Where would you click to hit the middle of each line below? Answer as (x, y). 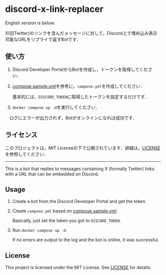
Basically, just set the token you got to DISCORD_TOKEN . (66, 221)
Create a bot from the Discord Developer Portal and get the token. (79, 202)
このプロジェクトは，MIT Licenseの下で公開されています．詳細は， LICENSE (83, 148)
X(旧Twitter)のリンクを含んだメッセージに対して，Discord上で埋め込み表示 (81, 33)
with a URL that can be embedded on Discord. (52, 174)
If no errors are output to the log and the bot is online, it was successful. (86, 240)
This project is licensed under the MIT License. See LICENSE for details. (78, 268)
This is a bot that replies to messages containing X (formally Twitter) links (80, 169)
